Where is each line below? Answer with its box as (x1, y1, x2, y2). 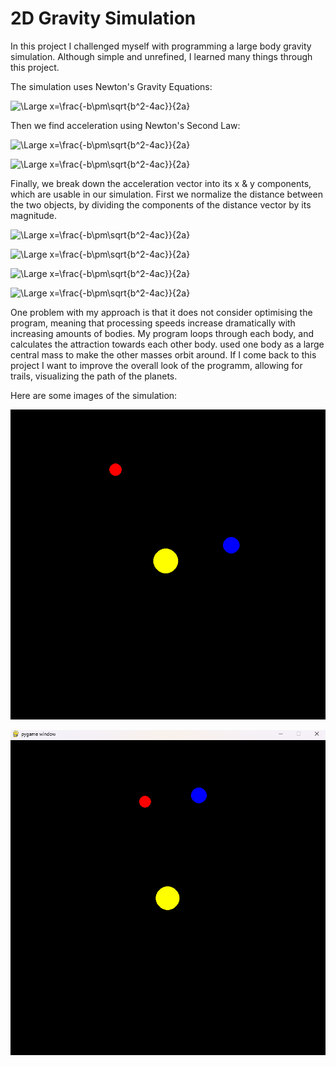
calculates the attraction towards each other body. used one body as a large (10, 338, 325, 350)
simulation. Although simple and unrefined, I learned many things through (10, 50, 313, 62)
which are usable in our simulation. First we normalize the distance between (10, 188, 323, 200)
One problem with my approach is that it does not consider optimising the (10, 306, 313, 318)
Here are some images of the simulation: (10, 389, 178, 401)
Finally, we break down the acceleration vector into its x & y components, (10, 177, 312, 189)
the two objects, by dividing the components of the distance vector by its (10, 198, 312, 211)
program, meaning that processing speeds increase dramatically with (10, 317, 296, 329)
